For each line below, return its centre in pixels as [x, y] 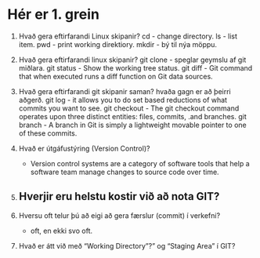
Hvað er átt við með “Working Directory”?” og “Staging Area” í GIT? [127, 245]
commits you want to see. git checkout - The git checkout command [129, 108]
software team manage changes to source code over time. [125, 172]
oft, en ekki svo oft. [61, 231]
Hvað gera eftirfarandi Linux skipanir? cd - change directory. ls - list [128, 36]
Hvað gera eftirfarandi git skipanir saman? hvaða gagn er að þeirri [125, 91]
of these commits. [48, 133]
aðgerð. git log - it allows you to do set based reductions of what [123, 100]
